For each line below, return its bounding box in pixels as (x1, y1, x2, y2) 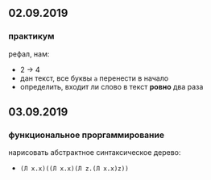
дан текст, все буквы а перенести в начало (19, 73, 169, 83)
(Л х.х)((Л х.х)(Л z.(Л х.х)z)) (19, 165, 129, 173)
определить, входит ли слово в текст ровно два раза (19, 82, 204, 91)
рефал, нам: (8, 48, 50, 59)
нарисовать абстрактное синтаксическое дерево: (8, 148, 181, 157)
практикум (8, 31, 55, 42)
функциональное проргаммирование (8, 129, 165, 140)
